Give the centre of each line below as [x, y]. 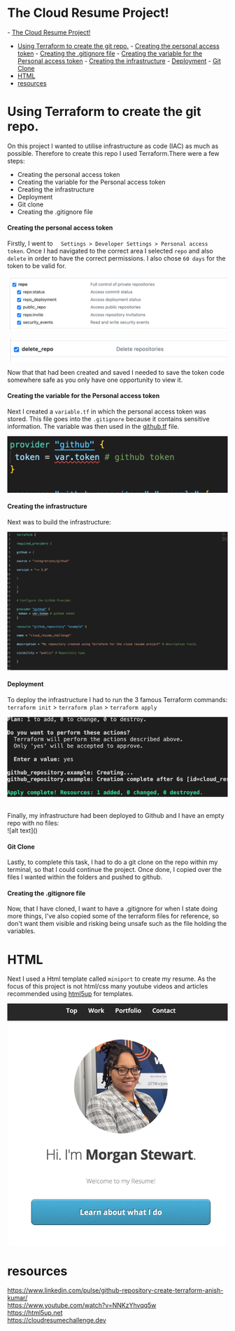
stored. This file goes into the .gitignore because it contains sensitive [108, 418]
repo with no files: [33, 823]
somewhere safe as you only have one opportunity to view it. [95, 380]
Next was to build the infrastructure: [59, 522]
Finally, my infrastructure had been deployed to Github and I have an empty [116, 816]
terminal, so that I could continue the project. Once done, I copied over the [115, 870]
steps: [16, 161]
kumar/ [17, 1298]
